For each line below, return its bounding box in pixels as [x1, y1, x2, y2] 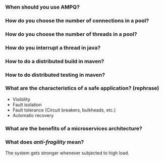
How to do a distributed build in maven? [5, 58, 104, 65]
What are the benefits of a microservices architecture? [5, 125, 142, 132]
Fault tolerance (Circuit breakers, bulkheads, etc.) [12, 107, 116, 113]
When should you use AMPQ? [5, 4, 80, 11]
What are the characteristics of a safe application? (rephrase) [5, 85, 159, 92]
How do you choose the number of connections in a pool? [5, 17, 149, 24]
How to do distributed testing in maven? [5, 71, 105, 78]
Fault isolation [12, 101, 42, 108]
